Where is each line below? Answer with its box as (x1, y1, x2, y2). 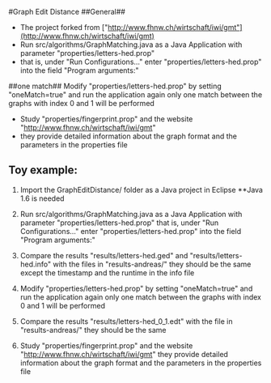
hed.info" (19, 259, 51, 269)
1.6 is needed (19, 194, 65, 203)
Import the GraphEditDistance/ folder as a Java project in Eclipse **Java (19, 185, 263, 194)
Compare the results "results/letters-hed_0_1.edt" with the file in (19, 316, 233, 326)
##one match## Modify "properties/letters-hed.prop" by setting (8, 81, 222, 91)
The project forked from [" (19, 23, 108, 32)
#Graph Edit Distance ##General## (8, 7, 125, 16)
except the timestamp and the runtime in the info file (19, 267, 195, 278)
